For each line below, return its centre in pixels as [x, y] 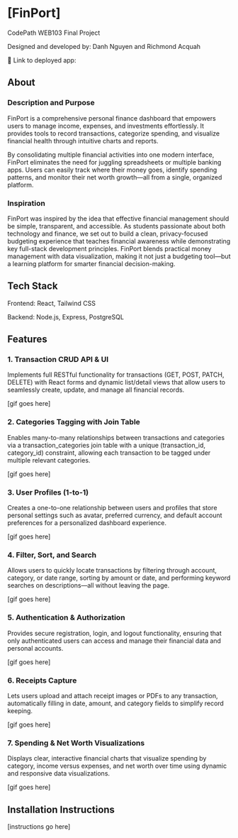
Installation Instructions [61, 809]
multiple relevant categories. [49, 460]
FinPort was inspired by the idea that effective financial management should [118, 219]
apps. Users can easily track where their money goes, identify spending [112, 170]
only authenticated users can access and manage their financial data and [114, 641]
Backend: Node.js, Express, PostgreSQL [66, 316]
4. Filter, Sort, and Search [52, 555]
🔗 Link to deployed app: [42, 60]
